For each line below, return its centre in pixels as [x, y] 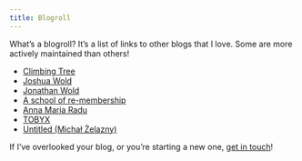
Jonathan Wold [51, 90]
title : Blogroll [40, 18]
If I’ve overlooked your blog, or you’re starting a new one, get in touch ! [141, 146]
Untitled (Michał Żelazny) [70, 129]
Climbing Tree [49, 71]
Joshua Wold [47, 80]
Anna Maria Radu [55, 109]
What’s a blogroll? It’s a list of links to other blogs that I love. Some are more [151, 44]
